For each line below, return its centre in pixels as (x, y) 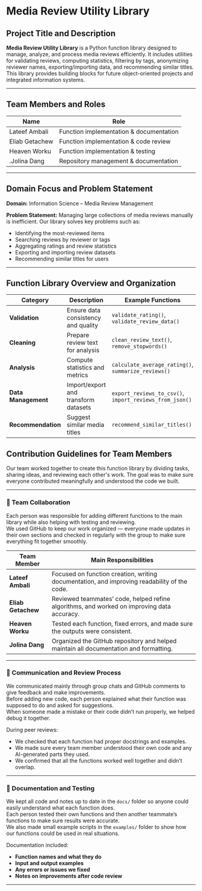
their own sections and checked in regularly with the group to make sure (96, 535)
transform (81, 400)
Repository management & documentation (119, 161)
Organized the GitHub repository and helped (114, 641)
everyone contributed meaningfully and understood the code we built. (93, 481)
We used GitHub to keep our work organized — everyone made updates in (98, 528)
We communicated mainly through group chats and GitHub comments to (96, 686)
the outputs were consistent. (92, 631)
